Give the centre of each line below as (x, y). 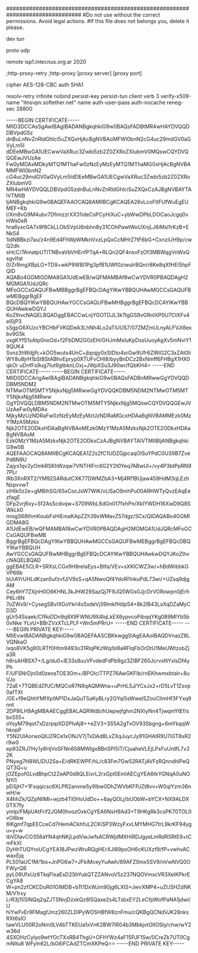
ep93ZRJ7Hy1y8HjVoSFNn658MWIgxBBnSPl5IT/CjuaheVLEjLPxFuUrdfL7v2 (98, 749)
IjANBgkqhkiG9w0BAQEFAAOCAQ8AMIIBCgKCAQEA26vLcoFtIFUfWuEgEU (98, 202)
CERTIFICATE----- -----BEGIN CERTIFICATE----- (66, 371)
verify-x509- (176, 96)
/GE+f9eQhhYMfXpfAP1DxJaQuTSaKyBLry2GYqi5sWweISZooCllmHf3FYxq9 (99, 698)
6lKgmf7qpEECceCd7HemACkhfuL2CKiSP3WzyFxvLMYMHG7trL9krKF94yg (99, 824)
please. (15, 27)
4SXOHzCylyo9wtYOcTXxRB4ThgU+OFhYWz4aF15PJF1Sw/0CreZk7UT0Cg (98, 937)
